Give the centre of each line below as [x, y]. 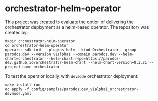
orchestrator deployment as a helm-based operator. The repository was [77, 27]
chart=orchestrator [25, 58]
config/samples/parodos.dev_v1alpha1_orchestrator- [85, 89]
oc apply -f [17, 89]
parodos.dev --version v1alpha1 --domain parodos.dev [61, 54]
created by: [17, 32]
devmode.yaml [18, 93]
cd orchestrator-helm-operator [37, 45]
